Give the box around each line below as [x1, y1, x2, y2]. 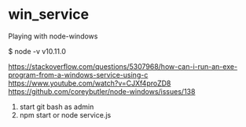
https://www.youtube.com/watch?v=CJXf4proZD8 [8, 78, 171, 88]
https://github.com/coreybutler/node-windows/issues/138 [8, 86, 196, 96]
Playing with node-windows [8, 31, 98, 41]
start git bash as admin [19, 102, 94, 111]
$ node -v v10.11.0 [8, 46, 67, 56]
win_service [8, 5, 89, 24]
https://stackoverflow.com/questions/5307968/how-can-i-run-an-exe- [8, 61, 238, 71]
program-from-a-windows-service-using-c [8, 70, 149, 79]
